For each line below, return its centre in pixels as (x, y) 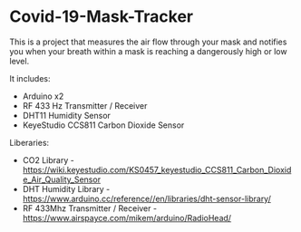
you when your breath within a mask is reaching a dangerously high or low (148, 51)
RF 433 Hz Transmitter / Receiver (85, 105)
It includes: (30, 78)
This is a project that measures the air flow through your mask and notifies (148, 42)
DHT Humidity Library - (66, 188)
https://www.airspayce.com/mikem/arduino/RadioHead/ (127, 217)
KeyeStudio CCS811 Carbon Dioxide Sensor (103, 125)
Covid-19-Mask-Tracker (102, 17)
